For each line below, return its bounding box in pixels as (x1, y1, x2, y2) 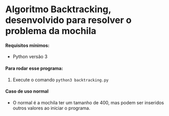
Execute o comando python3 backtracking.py (12, 76, 109, 82)
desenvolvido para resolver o (5, 14, 132, 26)
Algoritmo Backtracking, (5, 4, 111, 15)
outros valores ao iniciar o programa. (12, 105, 90, 111)
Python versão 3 (12, 53, 47, 60)
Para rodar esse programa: (5, 65, 63, 71)
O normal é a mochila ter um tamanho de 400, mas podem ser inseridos (12, 99, 164, 105)
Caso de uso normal (5, 88, 49, 95)
